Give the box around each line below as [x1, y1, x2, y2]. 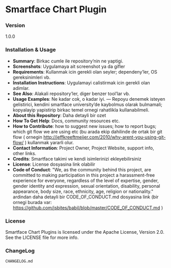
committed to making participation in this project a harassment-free [12, 172, 155, 178]
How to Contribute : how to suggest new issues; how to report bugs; [12, 123, 157, 129]
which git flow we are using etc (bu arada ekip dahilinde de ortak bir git [12, 128, 162, 135]
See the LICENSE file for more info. [5, 234, 79, 241]
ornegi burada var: [12, 199, 52, 205]
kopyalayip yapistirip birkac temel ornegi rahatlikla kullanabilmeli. [12, 106, 150, 113]
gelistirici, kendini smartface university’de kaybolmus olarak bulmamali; [12, 101, 162, 107]
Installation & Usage [5, 46, 56, 53]
